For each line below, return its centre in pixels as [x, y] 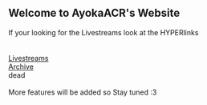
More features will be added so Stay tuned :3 [83, 92]
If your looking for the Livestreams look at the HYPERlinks [103, 32]
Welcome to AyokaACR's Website [94, 13]
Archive [21, 67]
